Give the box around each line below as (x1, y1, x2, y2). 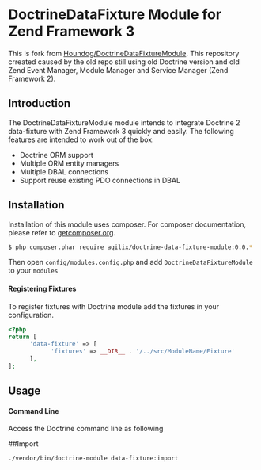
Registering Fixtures (8, 284, 77, 294)
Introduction (8, 97, 71, 110)
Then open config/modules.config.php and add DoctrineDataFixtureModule (8, 258, 253, 267)
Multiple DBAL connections (19, 166, 109, 176)
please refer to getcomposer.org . (8, 227, 116, 237)
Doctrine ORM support (19, 150, 93, 159)
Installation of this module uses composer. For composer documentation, (8, 220, 247, 229)
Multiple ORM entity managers (19, 159, 119, 168)
